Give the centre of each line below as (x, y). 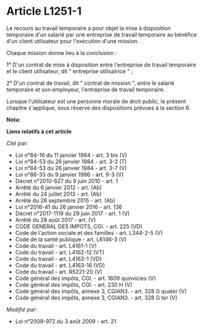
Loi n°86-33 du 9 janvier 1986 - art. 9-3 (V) (69, 174)
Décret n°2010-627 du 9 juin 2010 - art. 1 (66, 181)
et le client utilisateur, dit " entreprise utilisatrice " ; (69, 71)
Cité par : (17, 143)
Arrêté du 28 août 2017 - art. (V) (55, 220)
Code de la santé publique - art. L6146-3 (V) (71, 239)
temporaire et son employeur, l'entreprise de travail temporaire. (86, 89)
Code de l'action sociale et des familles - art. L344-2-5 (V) (89, 232)
